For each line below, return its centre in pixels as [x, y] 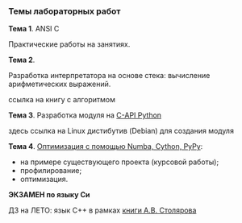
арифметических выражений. [60, 84]
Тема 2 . [22, 60]
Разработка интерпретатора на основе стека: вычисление [109, 76]
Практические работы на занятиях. [69, 44]
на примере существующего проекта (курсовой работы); [119, 162]
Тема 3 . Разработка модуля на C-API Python [85, 115]
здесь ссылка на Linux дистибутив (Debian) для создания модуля [121, 131]
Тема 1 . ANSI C [34, 29]
